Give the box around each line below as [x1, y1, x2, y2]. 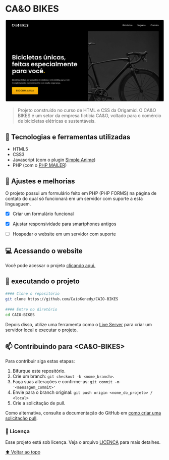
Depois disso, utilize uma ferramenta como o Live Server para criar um [5, 322, 152, 328]
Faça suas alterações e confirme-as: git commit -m [12, 378, 120, 384]
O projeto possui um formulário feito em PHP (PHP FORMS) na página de [5, 190, 157, 196]
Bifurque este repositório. [12, 368, 66, 374]
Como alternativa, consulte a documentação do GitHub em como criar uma [5, 410, 161, 416]
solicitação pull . [5, 415, 38, 421]
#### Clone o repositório [5, 291, 60, 296]
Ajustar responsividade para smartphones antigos [12, 221, 117, 227]
